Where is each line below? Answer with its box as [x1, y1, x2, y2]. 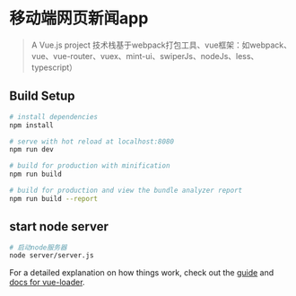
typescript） [30, 62, 78, 73]
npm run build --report [9, 194, 99, 203]
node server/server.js [9, 251, 94, 260]
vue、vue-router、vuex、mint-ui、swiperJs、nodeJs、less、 [30, 50, 259, 61]
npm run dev [9, 145, 54, 154]
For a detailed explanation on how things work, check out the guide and [9, 267, 274, 278]
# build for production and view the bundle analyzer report [9, 186, 243, 195]
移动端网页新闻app [9, 8, 149, 29]
